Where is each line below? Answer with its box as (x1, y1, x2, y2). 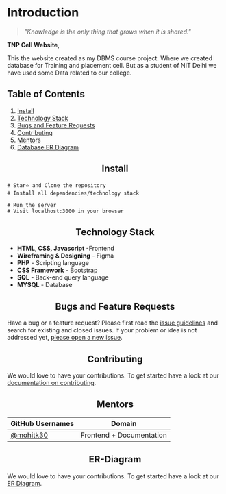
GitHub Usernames (10, 419, 74, 428)
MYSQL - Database (16, 281, 73, 289)
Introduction (7, 5, 79, 21)
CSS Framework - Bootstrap (16, 266, 98, 275)
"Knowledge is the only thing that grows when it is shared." (23, 27, 192, 36)
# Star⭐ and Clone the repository (7, 182, 106, 189)
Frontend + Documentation (80, 430, 168, 440)
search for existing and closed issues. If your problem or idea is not (7, 326, 197, 334)
